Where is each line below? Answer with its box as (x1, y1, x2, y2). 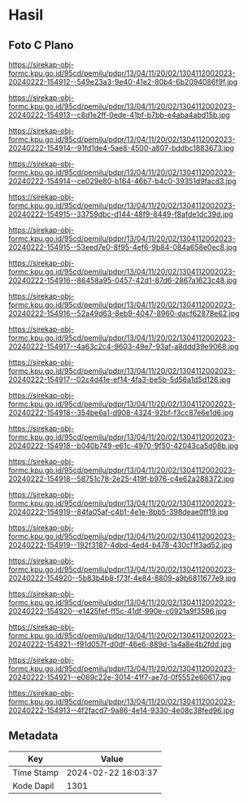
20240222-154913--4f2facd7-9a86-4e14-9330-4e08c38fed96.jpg (8, 706, 234, 715)
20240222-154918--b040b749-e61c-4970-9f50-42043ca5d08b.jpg (8, 441, 239, 450)
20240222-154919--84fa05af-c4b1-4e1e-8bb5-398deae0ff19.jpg (8, 507, 229, 516)
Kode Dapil (12, 780, 54, 791)
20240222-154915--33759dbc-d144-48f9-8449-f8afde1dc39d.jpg (8, 209, 233, 219)
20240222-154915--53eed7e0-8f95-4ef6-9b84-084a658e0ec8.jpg (8, 243, 237, 252)
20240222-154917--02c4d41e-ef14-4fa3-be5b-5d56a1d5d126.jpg (8, 375, 231, 384)
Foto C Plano (8, 38, 74, 52)
